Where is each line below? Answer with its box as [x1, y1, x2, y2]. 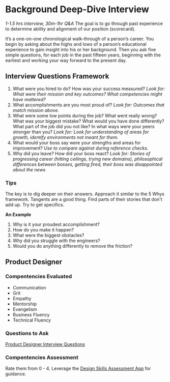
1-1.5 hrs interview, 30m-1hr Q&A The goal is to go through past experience [5, 20, 163, 26]
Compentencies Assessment [5, 354, 79, 361]
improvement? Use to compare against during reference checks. [12, 145, 149, 151]
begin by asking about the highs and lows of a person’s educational [5, 41, 147, 47]
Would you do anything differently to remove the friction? [12, 243, 133, 249]
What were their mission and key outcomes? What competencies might [12, 91, 163, 97]
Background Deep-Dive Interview [5, 4, 149, 15]
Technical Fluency [12, 317, 51, 323]
